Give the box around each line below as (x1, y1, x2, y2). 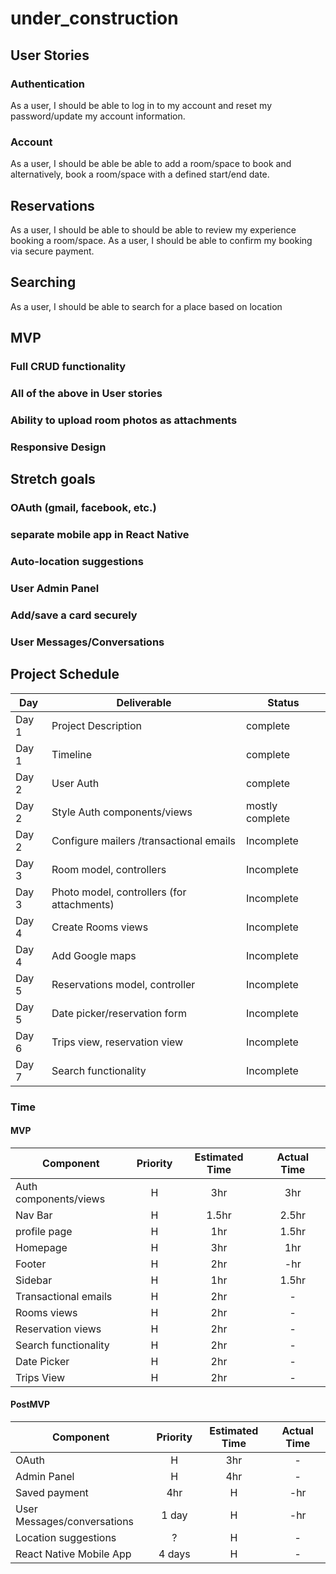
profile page (15, 1224, 73, 1238)
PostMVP (10, 1398, 51, 1411)
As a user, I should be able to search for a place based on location (10, 300, 283, 312)
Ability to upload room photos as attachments (10, 413, 238, 427)
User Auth (51, 776, 100, 790)
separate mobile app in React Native (10, 528, 190, 542)
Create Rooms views (51, 920, 149, 934)
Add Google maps (51, 948, 137, 962)
